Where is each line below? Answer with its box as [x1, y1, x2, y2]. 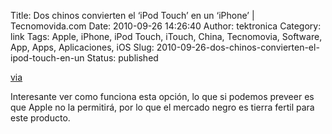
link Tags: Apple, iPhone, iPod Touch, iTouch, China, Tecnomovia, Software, [10, 31, 323, 42]
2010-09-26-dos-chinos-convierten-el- [156, 41, 320, 53]
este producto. [10, 112, 71, 124]
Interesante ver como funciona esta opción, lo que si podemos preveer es [10, 91, 315, 102]
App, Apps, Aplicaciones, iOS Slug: [10, 41, 155, 53]
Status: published [86, 52, 159, 64]
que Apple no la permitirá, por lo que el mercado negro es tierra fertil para [10, 101, 315, 113]
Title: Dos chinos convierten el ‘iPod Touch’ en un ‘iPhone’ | [10, 10, 255, 21]
